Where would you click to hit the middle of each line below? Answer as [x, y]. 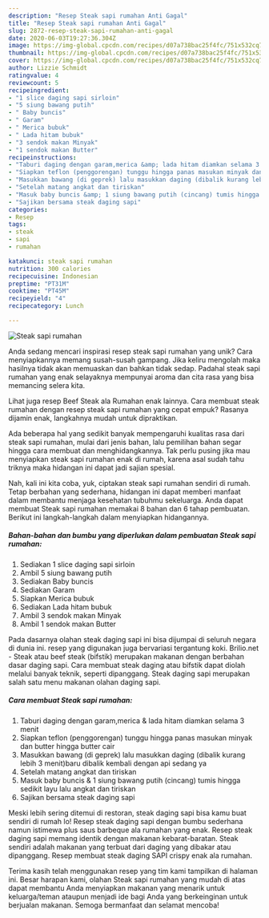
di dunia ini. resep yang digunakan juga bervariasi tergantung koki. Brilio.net [133, 648]
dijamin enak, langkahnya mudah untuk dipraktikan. [93, 418]
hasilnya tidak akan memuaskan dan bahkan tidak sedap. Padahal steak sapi [134, 368]
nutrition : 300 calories [50, 269]
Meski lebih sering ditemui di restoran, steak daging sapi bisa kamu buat [127, 813]
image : [19, 46]
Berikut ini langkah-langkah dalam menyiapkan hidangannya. [109, 517]
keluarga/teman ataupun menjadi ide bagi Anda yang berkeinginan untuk [128, 896]
